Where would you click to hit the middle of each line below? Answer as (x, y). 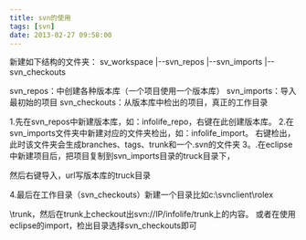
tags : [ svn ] (32, 26)
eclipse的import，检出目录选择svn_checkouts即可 (103, 225)
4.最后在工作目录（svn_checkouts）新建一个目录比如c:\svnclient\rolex (142, 195)
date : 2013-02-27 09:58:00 (61, 35)
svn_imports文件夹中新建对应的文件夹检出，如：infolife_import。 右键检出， (153, 133)
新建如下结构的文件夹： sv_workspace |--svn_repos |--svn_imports (136, 62)
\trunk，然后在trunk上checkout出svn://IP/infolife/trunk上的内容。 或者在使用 (153, 214)
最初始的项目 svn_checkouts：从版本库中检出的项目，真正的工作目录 (139, 102)
